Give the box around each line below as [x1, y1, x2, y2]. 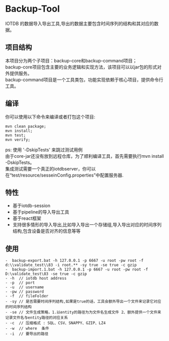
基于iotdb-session [12, 202, 51, 209]
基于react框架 [12, 215, 41, 221]
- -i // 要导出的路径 [5, 331, 49, 336]
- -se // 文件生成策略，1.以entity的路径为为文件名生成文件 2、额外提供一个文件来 [5, 310, 161, 315]
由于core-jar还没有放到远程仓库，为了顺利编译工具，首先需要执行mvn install [5, 153, 164, 159]
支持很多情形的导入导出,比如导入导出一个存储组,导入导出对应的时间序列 [12, 222, 162, 228]
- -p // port [5, 280, 35, 286]
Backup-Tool [5, 3, 60, 15]
